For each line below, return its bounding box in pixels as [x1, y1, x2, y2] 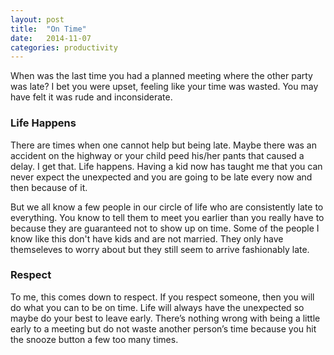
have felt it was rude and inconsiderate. [10, 91, 173, 103]
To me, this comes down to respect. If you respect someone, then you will [10, 291, 315, 303]
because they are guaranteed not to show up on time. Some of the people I [10, 222, 320, 234]
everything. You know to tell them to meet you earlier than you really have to [10, 211, 325, 223]
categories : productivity [10, 42, 118, 53]
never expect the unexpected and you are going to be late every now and [10, 171, 313, 183]
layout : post [10, 14, 65, 25]
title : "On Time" [10, 24, 87, 34]
